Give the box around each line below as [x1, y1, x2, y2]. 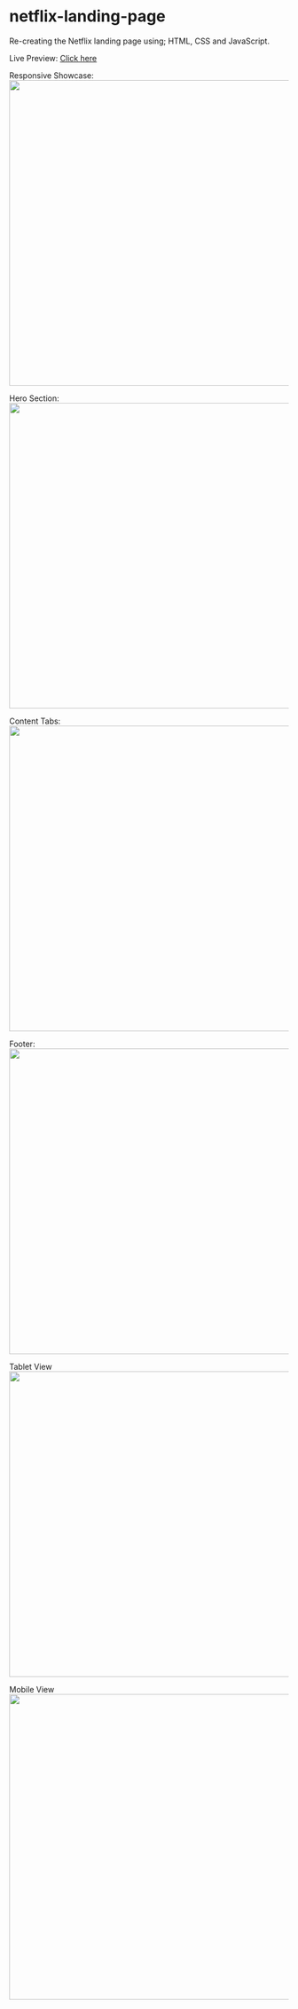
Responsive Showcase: [9, 69, 95, 81]
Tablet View [9, 1361, 52, 1372]
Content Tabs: [9, 716, 61, 726]
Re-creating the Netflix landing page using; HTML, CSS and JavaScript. [9, 36, 271, 46]
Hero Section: [9, 393, 59, 404]
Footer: [9, 1038, 35, 1049]
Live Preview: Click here [9, 52, 98, 63]
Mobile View [9, 1684, 55, 1694]
